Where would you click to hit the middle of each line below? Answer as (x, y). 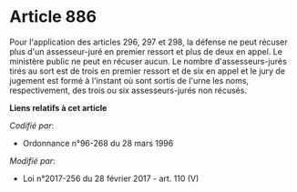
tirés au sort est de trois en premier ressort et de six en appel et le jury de (147, 71)
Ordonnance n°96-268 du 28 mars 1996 (98, 143)
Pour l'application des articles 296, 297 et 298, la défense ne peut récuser (149, 42)
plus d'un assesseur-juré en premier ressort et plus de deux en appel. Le (146, 51)
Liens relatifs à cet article (58, 107)
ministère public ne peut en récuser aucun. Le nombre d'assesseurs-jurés (148, 61)
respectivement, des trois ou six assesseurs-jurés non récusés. (128, 90)
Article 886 (53, 17)
